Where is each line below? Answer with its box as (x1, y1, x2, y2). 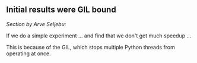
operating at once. (6, 50, 52, 57)
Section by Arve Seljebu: (6, 20, 66, 27)
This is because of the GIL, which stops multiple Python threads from (6, 43, 175, 51)
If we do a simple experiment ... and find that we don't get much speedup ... (6, 32, 192, 39)
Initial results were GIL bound (6, 5, 117, 15)
